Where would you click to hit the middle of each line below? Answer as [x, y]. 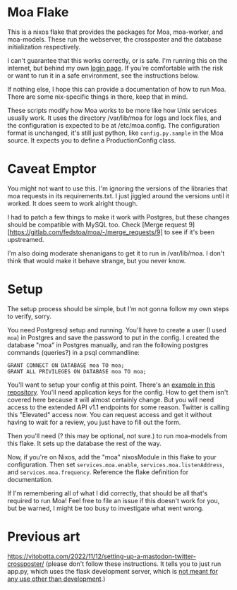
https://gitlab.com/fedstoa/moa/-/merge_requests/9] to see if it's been [112, 232]
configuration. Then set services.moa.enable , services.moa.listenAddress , [116, 464]
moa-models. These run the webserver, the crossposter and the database [115, 39]
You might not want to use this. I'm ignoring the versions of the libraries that [117, 188]
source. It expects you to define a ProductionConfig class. [92, 140]
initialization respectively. [44, 47]
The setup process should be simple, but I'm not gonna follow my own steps [118, 308]
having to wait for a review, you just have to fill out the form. [94, 422]
